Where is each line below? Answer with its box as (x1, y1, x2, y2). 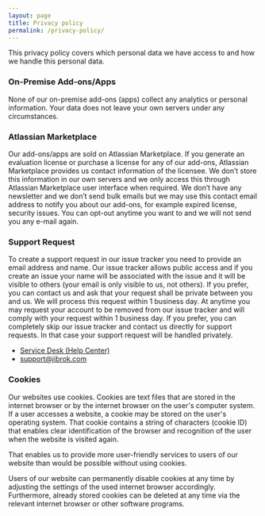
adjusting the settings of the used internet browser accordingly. (8, 482, 216, 491)
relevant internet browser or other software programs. (8, 499, 185, 508)
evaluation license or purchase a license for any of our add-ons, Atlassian (8, 157, 249, 167)
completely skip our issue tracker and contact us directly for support (8, 322, 232, 332)
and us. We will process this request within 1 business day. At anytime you (8, 297, 251, 306)
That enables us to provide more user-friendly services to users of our (8, 449, 238, 459)
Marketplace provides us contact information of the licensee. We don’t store (8, 166, 257, 175)
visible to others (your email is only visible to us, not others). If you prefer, (8, 279, 249, 290)
